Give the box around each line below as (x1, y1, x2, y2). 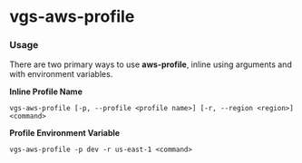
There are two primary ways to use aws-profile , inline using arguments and (9, 59, 292, 70)
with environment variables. (9, 69, 113, 80)
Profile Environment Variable (9, 128, 121, 139)
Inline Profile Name (9, 86, 83, 97)
